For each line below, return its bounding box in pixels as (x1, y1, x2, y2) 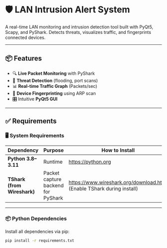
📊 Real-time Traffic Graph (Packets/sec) (12, 83, 97, 89)
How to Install (101, 147, 135, 154)
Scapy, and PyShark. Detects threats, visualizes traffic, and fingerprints (5, 29, 152, 35)
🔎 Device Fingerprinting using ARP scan (12, 90, 96, 96)
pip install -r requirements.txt (5, 238, 75, 243)
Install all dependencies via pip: (5, 228, 70, 235)
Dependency (7, 147, 39, 154)
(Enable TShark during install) (69, 185, 138, 192)
